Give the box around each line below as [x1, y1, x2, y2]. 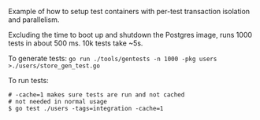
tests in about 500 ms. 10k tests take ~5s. [8, 38, 143, 48]
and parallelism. [8, 15, 60, 24]
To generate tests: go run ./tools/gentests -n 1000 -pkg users [8, 54, 217, 63]
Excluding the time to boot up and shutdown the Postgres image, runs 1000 [8, 31, 253, 39]
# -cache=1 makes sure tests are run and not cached [8, 91, 185, 99]
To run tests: [8, 76, 49, 85]
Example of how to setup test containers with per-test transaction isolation [8, 7, 251, 16]
